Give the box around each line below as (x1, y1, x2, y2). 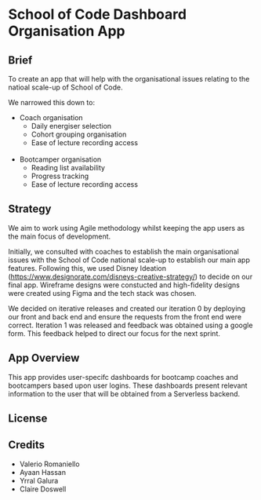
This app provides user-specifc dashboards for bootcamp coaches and (8, 372, 239, 381)
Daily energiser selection (31, 122, 112, 130)
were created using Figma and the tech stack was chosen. (8, 288, 198, 297)
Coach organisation (19, 113, 84, 122)
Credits (8, 438, 45, 452)
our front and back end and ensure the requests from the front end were (8, 312, 241, 321)
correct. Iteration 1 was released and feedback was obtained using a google (8, 320, 253, 330)
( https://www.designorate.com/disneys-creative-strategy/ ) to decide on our (8, 272, 253, 281)
